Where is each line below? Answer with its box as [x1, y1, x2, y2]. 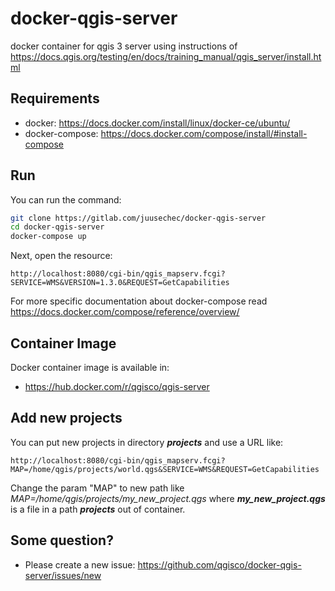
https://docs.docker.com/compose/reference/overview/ [10, 306, 240, 318]
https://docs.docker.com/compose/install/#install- [100, 127, 308, 139]
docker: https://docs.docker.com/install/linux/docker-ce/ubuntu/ [24, 117, 291, 129]
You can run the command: [10, 193, 122, 206]
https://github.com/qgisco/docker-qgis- [137, 558, 302, 571]
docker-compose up [10, 232, 87, 242]
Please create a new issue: [24, 558, 136, 571]
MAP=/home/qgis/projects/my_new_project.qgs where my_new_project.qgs [10, 492, 326, 504]
